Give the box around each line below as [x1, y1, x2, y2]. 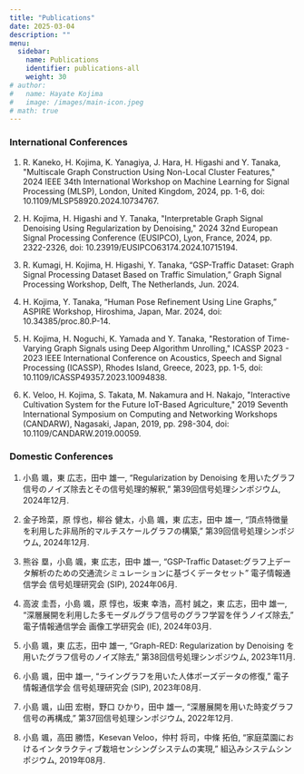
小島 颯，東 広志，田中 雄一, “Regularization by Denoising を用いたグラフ [22, 472, 296, 483]
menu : [9, 38, 30, 48]
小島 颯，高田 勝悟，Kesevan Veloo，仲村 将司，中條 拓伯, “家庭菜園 [22, 731, 279, 742]
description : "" [9, 30, 71, 39]
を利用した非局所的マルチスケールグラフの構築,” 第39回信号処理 [22, 525, 263, 536]
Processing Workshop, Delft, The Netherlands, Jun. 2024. [22, 279, 240, 289]
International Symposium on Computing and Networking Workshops [22, 408, 279, 419]
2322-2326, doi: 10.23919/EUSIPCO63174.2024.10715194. [22, 241, 239, 252]
